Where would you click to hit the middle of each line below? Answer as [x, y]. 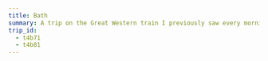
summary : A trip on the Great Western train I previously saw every [124, 23]
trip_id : [23, 30]
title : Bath [28, 15]
